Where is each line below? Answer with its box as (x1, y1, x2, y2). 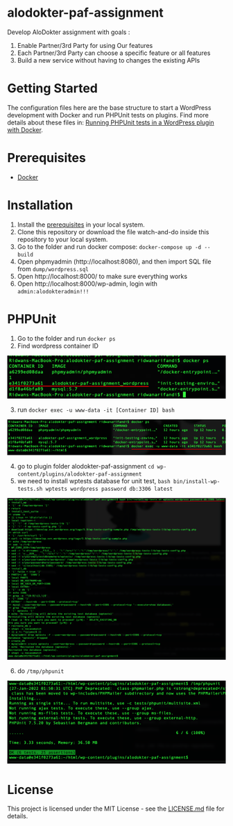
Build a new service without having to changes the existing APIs (17, 56, 200, 64)
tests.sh (17, 485, 43, 493)
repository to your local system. (17, 235, 108, 243)
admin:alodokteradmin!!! (17, 288, 89, 295)
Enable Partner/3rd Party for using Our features (17, 41, 153, 49)
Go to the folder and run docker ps (17, 334, 116, 342)
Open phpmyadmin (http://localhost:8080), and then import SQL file (17, 257, 212, 266)
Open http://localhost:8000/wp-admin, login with (17, 280, 158, 288)
